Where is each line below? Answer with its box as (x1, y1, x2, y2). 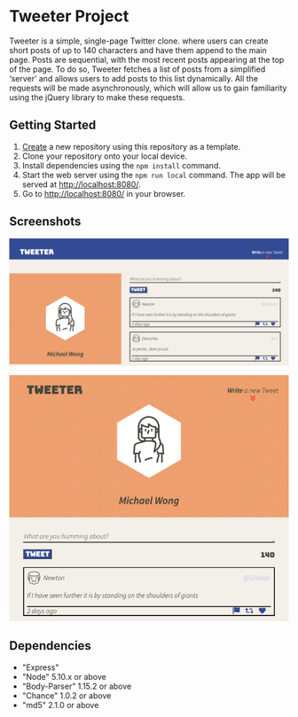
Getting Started (9, 118, 97, 133)
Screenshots (9, 214, 82, 230)
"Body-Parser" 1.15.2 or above (21, 681, 132, 691)
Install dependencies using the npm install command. (21, 160, 222, 170)
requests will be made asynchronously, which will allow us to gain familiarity (9, 82, 287, 93)
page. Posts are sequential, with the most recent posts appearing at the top (9, 54, 285, 65)
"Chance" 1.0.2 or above (21, 690, 112, 701)
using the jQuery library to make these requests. (9, 91, 185, 103)
